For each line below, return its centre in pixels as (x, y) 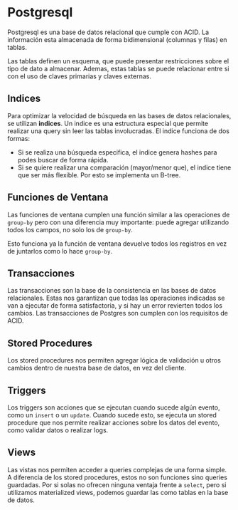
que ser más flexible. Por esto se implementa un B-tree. (99, 175)
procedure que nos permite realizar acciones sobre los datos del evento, (114, 422)
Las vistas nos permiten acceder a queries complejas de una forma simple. (117, 469)
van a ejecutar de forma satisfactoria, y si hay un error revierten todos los (115, 306)
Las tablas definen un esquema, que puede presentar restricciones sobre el (118, 61)
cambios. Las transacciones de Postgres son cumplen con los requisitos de (118, 313)
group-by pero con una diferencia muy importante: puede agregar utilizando (118, 222)
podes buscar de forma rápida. (63, 160)
